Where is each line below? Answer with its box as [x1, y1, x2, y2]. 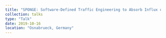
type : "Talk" [5, 16, 32, 21]
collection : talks [5, 12, 43, 17]
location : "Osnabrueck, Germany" [5, 26, 74, 31]
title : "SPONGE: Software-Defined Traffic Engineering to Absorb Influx [5, 7, 158, 12]
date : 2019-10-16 [5, 21, 41, 26]
